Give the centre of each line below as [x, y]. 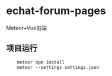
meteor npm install [41, 62]
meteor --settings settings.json [58, 67]
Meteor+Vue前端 [27, 28]
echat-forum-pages [56, 11]
